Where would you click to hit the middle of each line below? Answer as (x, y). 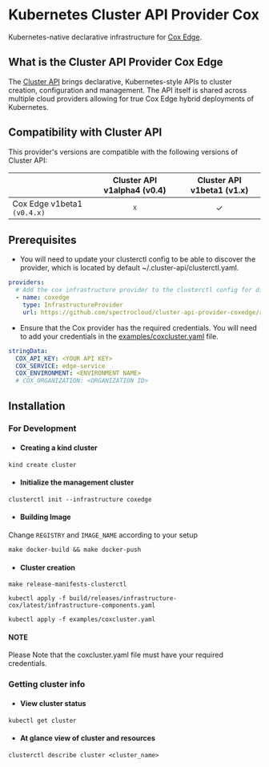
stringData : (28, 351)
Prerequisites (42, 239)
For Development (42, 428)
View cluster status (53, 703)
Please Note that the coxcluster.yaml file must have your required (116, 655)
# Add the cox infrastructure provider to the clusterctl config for (134, 290)
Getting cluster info (47, 684)
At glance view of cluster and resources (88, 738)
